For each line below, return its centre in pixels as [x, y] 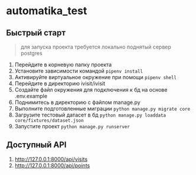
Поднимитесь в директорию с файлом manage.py [77, 102]
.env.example [31, 96]
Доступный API [36, 145]
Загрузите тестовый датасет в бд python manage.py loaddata [90, 115]
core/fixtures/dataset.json [49, 121]
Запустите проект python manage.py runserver [72, 126]
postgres [31, 53]
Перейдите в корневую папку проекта [63, 64]
